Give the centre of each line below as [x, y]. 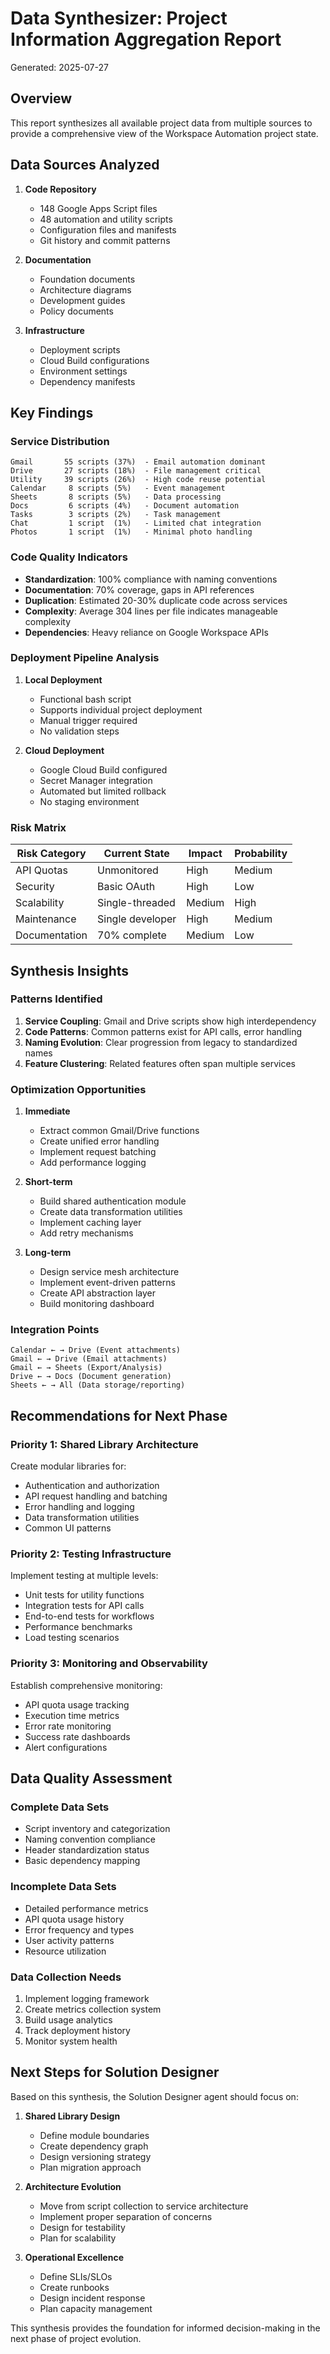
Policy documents [76, 311]
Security [35, 887]
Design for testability [82, 2227]
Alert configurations [66, 1747]
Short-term [48, 1182]
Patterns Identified [56, 999]
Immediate [47, 1111]
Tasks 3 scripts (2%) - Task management [116, 515]
